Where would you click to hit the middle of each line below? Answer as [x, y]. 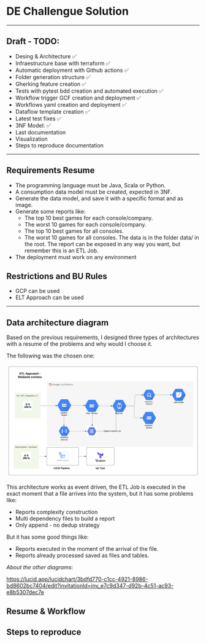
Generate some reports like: [50, 211]
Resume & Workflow [46, 611]
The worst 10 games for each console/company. [85, 224]
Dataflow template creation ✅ [52, 111]
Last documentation [40, 132]
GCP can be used [37, 291]
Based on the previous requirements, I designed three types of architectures [103, 337]
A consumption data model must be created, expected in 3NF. [94, 192]
